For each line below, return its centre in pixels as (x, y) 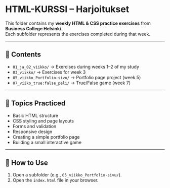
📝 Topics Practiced (35, 104)
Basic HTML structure (35, 115)
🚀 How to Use (27, 163)
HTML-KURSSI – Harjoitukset (67, 9)
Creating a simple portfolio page (46, 137)
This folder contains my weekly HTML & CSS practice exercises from (78, 23)
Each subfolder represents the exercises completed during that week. (78, 34)
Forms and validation (34, 126)
